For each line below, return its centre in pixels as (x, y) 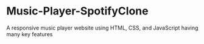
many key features (30, 34)
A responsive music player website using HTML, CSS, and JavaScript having (102, 28)
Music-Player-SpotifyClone (77, 11)
